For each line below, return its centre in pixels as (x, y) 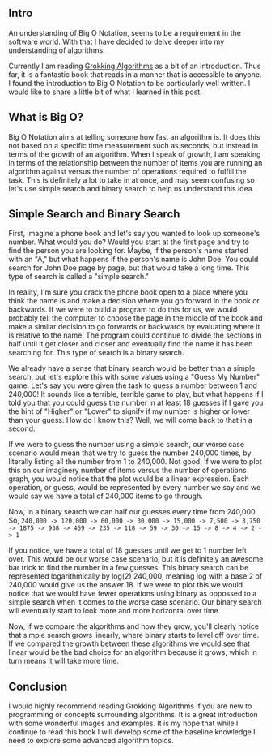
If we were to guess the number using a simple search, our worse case (127, 445)
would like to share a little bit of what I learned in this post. (105, 92)
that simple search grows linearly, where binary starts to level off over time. (134, 635)
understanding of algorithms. (57, 50)
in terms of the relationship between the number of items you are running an (135, 162)
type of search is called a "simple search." (79, 277)
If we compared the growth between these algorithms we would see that (129, 643)
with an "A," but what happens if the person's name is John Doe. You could (133, 260)
